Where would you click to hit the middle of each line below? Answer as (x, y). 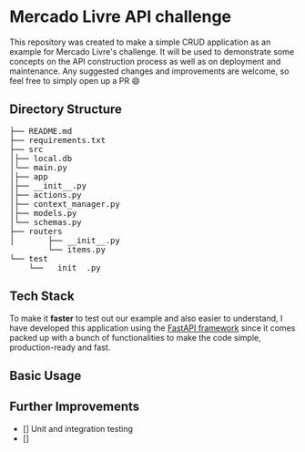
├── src (26, 149)
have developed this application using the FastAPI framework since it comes (152, 328)
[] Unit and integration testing (78, 428)
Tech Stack (42, 297)
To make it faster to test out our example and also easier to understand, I (146, 318)
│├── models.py (43, 213)
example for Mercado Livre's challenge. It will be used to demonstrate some (152, 51)
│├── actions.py (46, 195)
